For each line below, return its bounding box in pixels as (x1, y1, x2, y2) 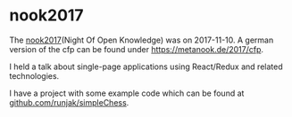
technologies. (9, 70, 60, 81)
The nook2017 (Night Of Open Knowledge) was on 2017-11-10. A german (9, 35, 274, 45)
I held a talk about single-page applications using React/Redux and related (9, 61, 283, 72)
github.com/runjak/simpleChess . (9, 97, 129, 107)
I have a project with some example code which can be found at (9, 88, 245, 98)
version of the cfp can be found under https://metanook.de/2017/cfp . (9, 43, 264, 54)
